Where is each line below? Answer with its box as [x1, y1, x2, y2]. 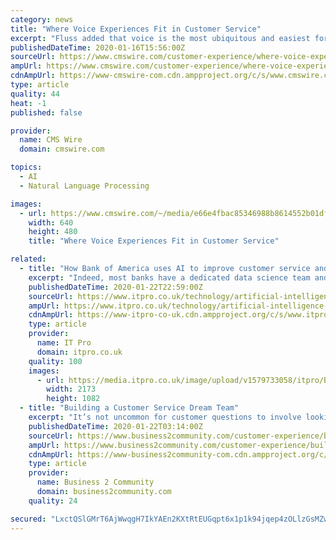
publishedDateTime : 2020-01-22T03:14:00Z [28, 421, 203, 431]
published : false [10, 107, 83, 118]
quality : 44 [10, 89, 60, 99]
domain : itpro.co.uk [36, 347, 123, 357]
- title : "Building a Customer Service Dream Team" [19, 403, 240, 413]
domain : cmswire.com [19, 144, 105, 155]
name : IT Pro [36, 338, 92, 348]
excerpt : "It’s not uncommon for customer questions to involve [28, 412, 302, 422]
